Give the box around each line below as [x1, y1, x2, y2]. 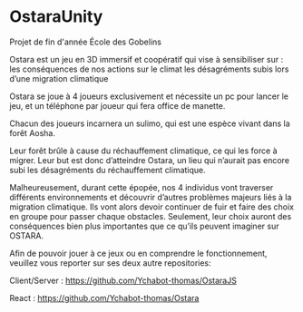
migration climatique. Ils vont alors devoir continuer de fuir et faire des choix [9, 201, 295, 212]
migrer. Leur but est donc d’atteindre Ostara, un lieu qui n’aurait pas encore [9, 154, 290, 165]
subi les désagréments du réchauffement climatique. [9, 164, 206, 175]
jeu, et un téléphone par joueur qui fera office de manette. [9, 100, 226, 111]
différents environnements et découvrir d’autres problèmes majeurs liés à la [9, 191, 292, 202]
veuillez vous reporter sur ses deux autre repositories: [9, 257, 211, 268]
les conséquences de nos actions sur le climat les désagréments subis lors [9, 63, 289, 74]
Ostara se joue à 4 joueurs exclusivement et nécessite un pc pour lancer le [9, 91, 288, 102]
